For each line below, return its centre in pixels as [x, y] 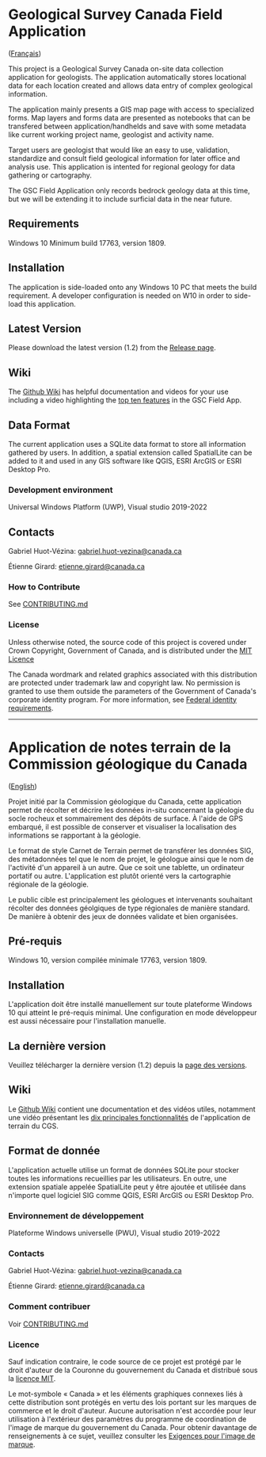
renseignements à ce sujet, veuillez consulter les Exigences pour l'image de [132, 1436]
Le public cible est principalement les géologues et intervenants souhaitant [131, 899]
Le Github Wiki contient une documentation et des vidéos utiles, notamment [132, 1109]
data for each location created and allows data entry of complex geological [131, 86]
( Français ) [25, 53]
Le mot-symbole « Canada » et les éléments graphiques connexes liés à [125, 1394]
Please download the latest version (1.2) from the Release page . [112, 348]
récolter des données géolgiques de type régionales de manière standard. [129, 908]
